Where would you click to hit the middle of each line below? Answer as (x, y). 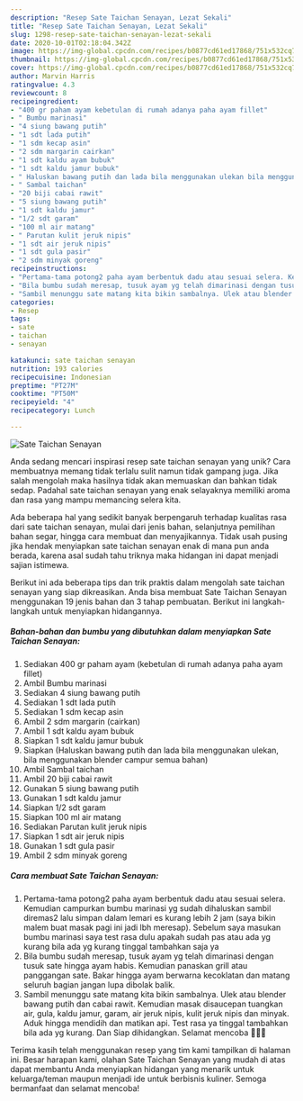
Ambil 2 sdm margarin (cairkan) (82, 721)
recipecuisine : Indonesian (61, 377)
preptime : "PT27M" (45, 385)
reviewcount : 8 (39, 93)
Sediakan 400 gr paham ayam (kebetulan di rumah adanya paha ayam (153, 663)
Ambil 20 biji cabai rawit (68, 779)
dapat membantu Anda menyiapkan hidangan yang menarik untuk (132, 1069)
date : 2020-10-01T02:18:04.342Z (71, 43)
